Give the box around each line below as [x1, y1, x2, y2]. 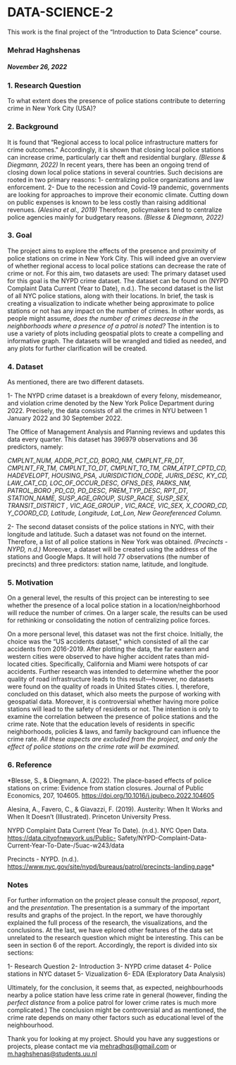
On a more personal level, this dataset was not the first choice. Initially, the [7, 630, 223, 638]
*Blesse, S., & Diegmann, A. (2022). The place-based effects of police [7, 776, 212, 785]
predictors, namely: [7, 443, 64, 451]
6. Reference [7, 760, 52, 770]
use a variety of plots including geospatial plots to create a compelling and [7, 329, 224, 338]
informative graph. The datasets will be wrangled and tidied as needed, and [7, 336, 227, 345]
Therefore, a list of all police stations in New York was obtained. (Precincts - [7, 537, 228, 546]
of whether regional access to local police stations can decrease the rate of [7, 261, 227, 270]
